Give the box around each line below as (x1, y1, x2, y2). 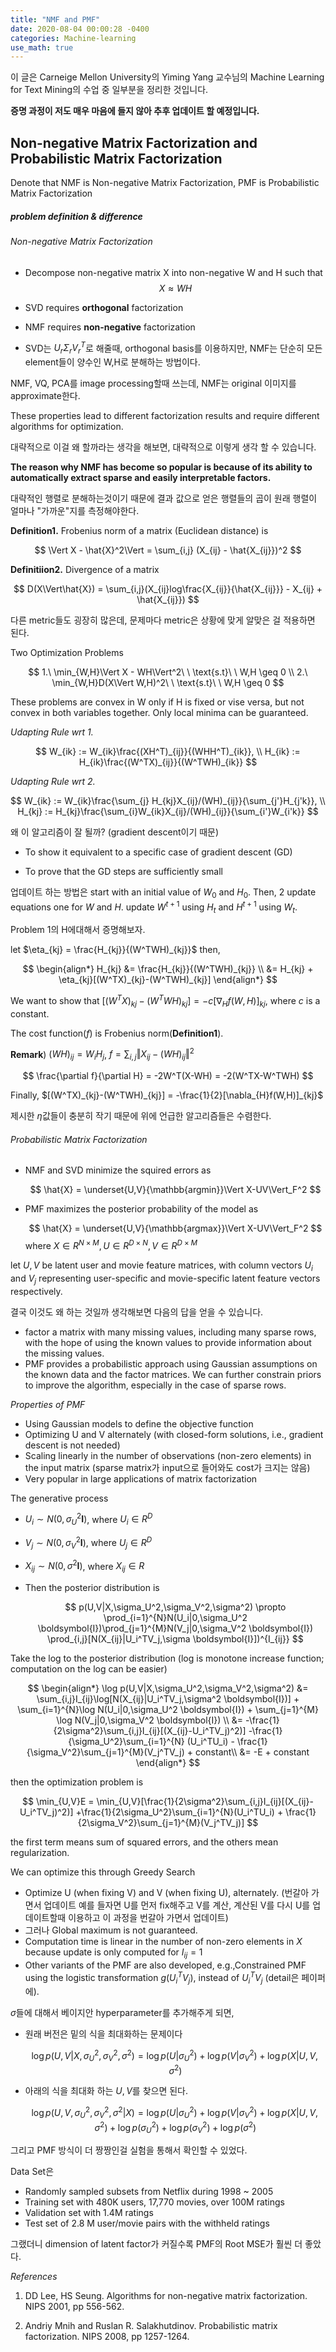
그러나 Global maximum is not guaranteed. (24, 1924, 198, 1936)
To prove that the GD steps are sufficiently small (24, 866, 223, 878)
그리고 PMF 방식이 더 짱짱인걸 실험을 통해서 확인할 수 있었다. (10, 2144, 248, 2156)
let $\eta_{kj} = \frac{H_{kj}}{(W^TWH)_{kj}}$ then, (10, 944, 221, 956)
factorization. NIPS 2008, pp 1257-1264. (24, 2331, 190, 2343)
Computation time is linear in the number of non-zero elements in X (24, 1936, 303, 1948)
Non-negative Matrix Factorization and (10, 134, 258, 151)
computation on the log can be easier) (10, 1663, 168, 1675)
